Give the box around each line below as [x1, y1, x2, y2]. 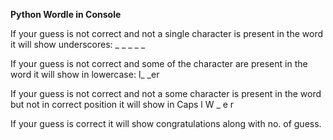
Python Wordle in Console [10, 9, 122, 20]
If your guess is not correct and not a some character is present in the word [10, 88, 322, 99]
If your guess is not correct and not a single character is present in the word [10, 28, 324, 39]
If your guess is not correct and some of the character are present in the [10, 58, 308, 69]
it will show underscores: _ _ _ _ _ [10, 39, 146, 50]
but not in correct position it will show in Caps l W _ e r [10, 99, 235, 110]
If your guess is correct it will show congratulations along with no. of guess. [10, 118, 322, 129]
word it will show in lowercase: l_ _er [10, 69, 160, 80]
